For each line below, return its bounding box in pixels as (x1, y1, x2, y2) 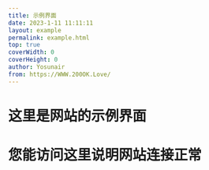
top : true (8, 41, 41, 49)
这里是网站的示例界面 (8, 107, 147, 125)
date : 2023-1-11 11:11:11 (8, 19, 93, 27)
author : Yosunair (8, 63, 65, 71)
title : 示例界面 (8, 11, 57, 20)
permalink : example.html (8, 33, 90, 42)
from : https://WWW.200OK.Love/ (8, 70, 111, 78)
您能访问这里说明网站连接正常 (8, 146, 203, 164)
